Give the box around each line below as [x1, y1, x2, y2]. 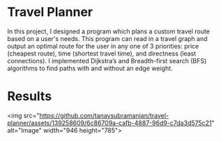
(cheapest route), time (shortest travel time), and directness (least [7, 49, 197, 58]
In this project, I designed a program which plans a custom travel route [7, 27, 211, 35]
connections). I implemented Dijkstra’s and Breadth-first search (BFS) [7, 56, 207, 65]
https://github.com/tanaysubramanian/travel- [39, 111, 169, 119]
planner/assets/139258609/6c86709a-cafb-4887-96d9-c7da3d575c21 [7, 119, 212, 127]
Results [7, 88, 52, 104]
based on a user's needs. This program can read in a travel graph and [7, 34, 208, 42]
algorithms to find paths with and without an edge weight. [7, 64, 173, 72]
